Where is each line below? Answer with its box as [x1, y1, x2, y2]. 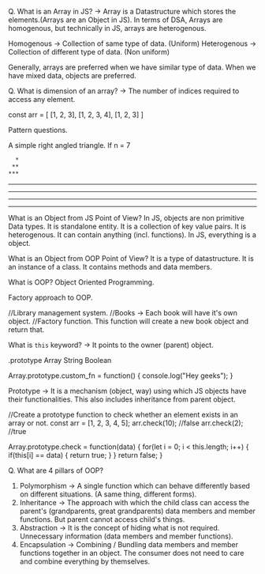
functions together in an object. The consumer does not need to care [19, 549, 244, 557]
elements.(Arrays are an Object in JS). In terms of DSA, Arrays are [8, 15, 223, 25]
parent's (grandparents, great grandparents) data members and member [19, 506, 256, 515]
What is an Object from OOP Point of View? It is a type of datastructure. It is [8, 254, 254, 263]
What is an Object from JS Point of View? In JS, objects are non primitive [8, 213, 244, 222]
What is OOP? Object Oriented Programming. [8, 278, 155, 287]
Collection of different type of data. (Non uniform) [8, 47, 170, 56]
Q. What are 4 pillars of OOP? [8, 466, 104, 475]
